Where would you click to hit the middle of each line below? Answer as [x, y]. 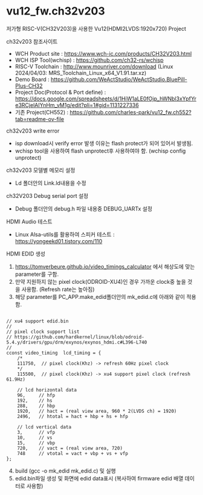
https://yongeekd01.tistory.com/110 [59, 241]
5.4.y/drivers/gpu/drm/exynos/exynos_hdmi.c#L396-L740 [77, 342]
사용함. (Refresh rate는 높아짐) [58, 289]
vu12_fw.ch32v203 [56, 11]
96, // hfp [36, 395]
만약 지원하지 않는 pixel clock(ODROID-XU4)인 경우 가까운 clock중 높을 [100, 281]
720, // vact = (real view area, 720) [70, 448]
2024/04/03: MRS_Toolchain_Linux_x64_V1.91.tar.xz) [81, 73]
